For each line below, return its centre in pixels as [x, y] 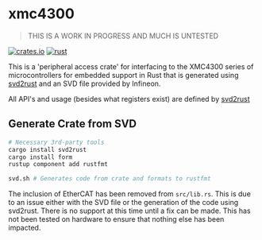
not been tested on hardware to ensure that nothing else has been [116, 219]
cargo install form [40, 157]
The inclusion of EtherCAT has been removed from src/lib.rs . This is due [130, 194]
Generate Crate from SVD [73, 124]
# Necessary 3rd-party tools [56, 142]
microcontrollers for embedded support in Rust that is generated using [123, 75]
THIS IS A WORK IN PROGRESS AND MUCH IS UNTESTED [123, 36]
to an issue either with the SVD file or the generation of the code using [123, 203]
